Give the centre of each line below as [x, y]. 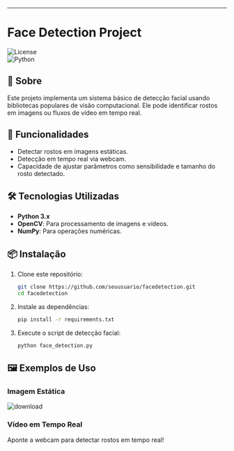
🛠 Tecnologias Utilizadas [63, 196]
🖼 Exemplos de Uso [52, 369]
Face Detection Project [75, 33]
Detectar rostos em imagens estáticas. [73, 151]
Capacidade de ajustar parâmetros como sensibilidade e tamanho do [116, 166]
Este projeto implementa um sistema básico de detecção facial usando [109, 97]
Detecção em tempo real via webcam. [72, 159]
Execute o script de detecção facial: [69, 333]
